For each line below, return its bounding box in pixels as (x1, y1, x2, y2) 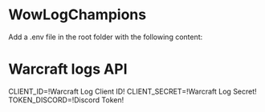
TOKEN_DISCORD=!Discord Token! (8, 94, 124, 105)
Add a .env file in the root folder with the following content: (8, 32, 203, 42)
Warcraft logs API (8, 60, 128, 78)
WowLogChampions (8, 6, 147, 24)
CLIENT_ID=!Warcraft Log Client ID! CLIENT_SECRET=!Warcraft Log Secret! (8, 86, 257, 96)
